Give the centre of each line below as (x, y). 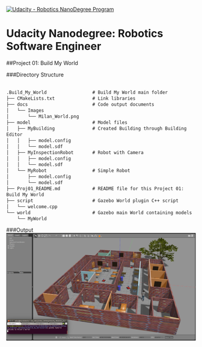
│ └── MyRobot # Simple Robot (68, 170)
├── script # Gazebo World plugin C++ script (93, 201)
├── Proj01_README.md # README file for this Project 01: (95, 189)
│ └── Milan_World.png (43, 116)
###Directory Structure (35, 75)
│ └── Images (25, 110)
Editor (14, 134)
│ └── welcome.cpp (32, 207)
